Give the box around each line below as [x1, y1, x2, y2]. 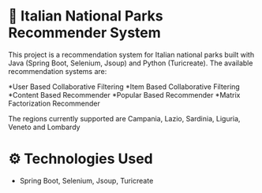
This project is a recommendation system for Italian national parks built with [8, 50, 255, 59]
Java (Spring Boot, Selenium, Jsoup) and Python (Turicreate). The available [8, 58, 253, 68]
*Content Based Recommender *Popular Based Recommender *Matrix [8, 90, 241, 99]
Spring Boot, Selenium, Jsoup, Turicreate [19, 176, 154, 185]
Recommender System [8, 24, 162, 42]
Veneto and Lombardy [8, 122, 80, 132]
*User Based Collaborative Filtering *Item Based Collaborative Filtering [8, 82, 241, 91]
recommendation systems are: [8, 66, 107, 76]
